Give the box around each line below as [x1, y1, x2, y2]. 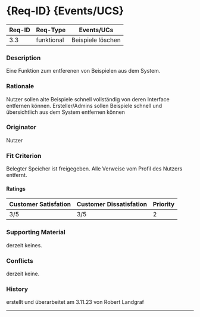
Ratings [6, 185, 26, 192]
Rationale [6, 82, 35, 91]
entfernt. [6, 172, 27, 179]
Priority [152, 200, 175, 209]
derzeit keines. [6, 241, 43, 248]
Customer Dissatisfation [76, 200, 148, 209]
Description [6, 54, 41, 62]
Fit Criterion [6, 151, 42, 160]
